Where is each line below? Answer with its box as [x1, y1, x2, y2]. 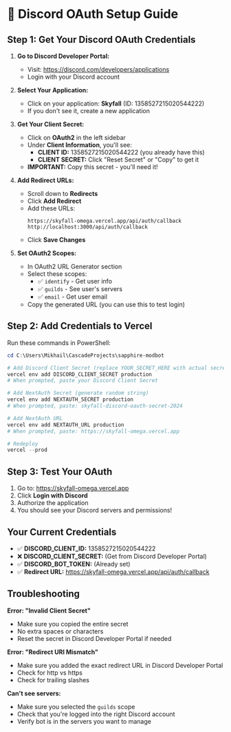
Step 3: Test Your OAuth [7, 466, 113, 477]
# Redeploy [7, 440, 38, 447]
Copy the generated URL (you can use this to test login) [27, 300, 186, 308]
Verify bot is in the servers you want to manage [16, 717, 151, 725]
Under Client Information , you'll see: [27, 141, 133, 149]
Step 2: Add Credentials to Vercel [7, 320, 153, 332]
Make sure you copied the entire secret [16, 620, 129, 628]
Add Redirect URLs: [16, 176, 74, 184]
